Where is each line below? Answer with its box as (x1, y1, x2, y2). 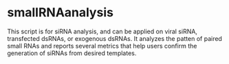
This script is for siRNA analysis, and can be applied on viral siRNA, (7, 27, 198, 35)
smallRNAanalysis (7, 5, 113, 20)
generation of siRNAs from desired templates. (7, 49, 137, 57)
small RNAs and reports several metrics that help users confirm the (7, 42, 197, 50)
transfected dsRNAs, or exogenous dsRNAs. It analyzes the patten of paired (7, 34, 222, 42)
